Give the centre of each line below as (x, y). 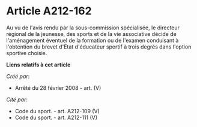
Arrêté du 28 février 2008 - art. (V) (58, 87)
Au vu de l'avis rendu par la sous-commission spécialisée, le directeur (93, 28)
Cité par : (17, 99)
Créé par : (18, 76)
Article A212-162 (49, 11)
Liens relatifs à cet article (38, 65)
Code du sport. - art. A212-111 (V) (56, 117)
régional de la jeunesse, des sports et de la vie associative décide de (92, 34)
